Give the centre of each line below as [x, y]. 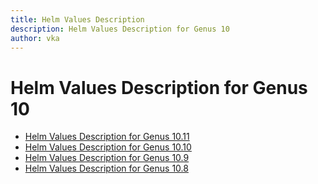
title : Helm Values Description [77, 19]
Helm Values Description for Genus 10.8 [106, 168]
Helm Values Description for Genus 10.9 [107, 158]
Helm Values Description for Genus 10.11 [107, 137]
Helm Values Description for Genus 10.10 [108, 147]
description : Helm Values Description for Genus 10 [120, 29]
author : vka [35, 38]
